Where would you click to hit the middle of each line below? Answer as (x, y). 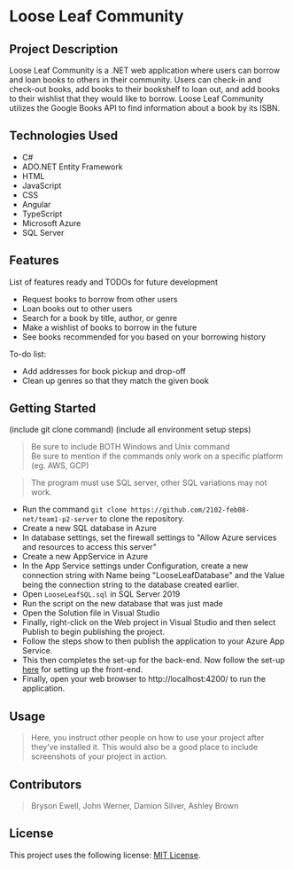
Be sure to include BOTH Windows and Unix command (130, 447)
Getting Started (53, 408)
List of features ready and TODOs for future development (114, 282)
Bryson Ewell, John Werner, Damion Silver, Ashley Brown (135, 806)
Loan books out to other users (77, 309)
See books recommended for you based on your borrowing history (144, 337)
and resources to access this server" (89, 547)
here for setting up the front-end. (82, 669)
